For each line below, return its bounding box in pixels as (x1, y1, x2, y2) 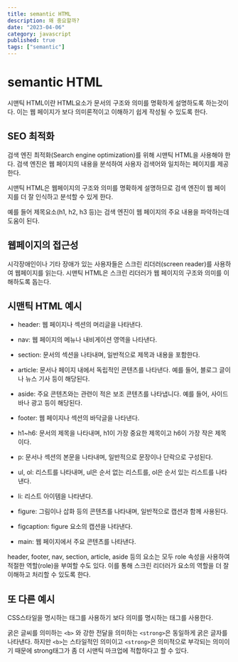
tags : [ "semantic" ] (7, 43, 65, 51)
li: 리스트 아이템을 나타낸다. (17, 492, 94, 500)
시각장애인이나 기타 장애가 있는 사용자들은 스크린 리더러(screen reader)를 (7, 259, 212, 268)
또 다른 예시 (7, 593, 55, 605)
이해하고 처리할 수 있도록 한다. (7, 570, 91, 579)
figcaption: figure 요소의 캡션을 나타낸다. (17, 522, 133, 531)
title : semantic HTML (7, 10, 72, 18)
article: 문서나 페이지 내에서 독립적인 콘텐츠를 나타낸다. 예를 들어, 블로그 (17, 366, 218, 374)
